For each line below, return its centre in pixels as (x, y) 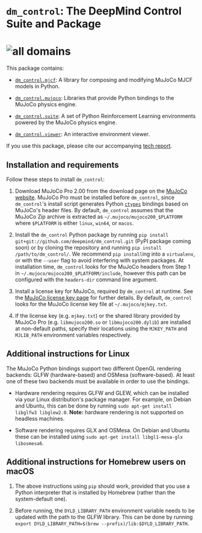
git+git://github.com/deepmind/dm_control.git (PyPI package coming (103, 241)
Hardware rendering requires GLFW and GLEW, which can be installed (102, 393)
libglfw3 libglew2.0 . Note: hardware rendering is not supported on (99, 412)
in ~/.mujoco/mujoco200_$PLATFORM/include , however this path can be (100, 273)
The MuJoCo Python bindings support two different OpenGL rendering (94, 368)
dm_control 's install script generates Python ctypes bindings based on (101, 204)
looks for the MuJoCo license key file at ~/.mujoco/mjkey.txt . (91, 304)
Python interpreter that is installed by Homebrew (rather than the (95, 492)
